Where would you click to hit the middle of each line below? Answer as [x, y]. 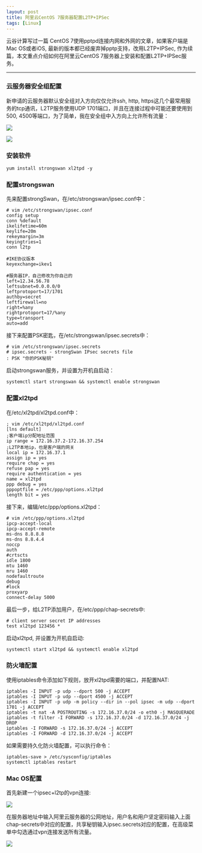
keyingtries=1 [24, 242]
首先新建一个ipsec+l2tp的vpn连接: [49, 793]
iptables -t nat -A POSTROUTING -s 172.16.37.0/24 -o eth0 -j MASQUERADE [101, 712]
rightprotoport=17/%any [36, 313]
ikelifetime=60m [26, 226]
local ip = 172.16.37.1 [36, 452]
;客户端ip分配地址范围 [31, 436]
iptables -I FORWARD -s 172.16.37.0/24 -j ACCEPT [70, 728]
